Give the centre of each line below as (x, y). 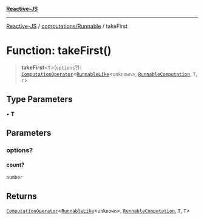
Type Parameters (39, 99)
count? (15, 165)
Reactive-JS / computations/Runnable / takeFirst (67, 26)
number (15, 178)
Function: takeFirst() (59, 51)
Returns (22, 196)
